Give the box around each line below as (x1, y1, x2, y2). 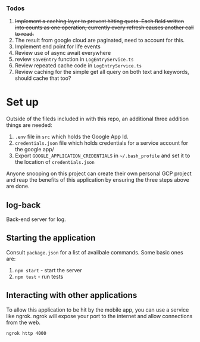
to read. (14, 30, 35, 38)
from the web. (6, 319, 40, 326)
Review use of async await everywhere (14, 49, 111, 57)
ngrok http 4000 (6, 330, 46, 336)
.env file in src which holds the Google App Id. (14, 133, 129, 141)
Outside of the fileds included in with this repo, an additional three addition (6, 115, 189, 123)
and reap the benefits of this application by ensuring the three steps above (6, 176, 189, 184)
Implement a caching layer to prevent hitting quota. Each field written (14, 18, 185, 25)
